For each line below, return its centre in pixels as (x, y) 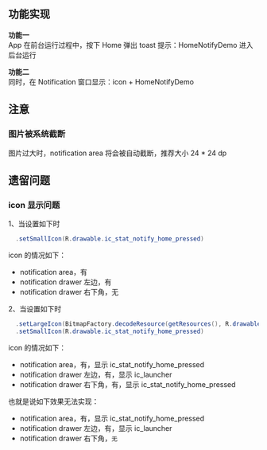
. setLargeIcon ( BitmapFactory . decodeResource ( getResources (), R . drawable (138, 324)
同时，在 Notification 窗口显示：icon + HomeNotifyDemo (101, 81)
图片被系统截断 (37, 134)
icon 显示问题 (34, 205)
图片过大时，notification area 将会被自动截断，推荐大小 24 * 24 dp (118, 153)
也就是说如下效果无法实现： (54, 401)
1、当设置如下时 (34, 224)
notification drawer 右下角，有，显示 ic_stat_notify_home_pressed (128, 384)
